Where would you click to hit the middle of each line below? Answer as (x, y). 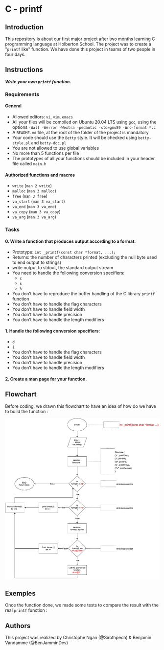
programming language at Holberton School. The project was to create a (78, 44)
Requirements (22, 94)
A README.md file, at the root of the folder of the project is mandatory (80, 132)
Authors (18, 626)
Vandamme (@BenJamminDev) (37, 643)
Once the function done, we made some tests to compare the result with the (82, 605)
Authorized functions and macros (40, 175)
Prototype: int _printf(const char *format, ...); (64, 252)
